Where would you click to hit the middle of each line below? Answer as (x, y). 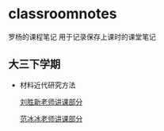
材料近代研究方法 (48, 85)
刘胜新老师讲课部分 (51, 102)
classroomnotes (63, 14)
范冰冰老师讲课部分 (51, 118)
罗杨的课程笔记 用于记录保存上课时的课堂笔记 (82, 37)
